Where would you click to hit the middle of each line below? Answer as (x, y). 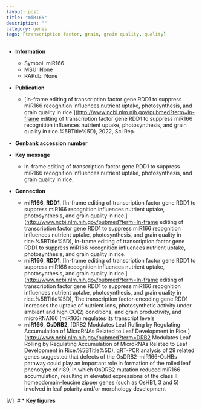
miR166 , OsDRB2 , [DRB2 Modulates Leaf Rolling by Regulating (102, 325)
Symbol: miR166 (44, 63)
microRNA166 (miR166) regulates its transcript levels (89, 318)
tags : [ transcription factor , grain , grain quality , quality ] (86, 34)
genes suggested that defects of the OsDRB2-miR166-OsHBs (100, 357)
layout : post (23, 12)
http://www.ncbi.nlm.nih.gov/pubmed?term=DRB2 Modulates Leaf (109, 338)
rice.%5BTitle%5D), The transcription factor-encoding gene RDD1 (106, 299)
